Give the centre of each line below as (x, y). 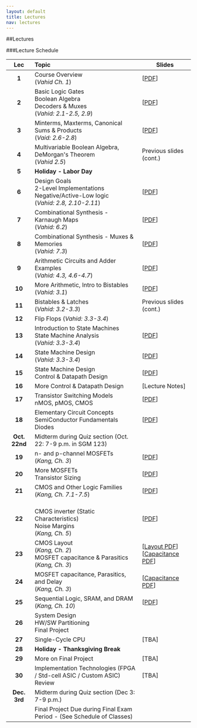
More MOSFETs (56, 471)
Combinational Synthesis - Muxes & (84, 237)
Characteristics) (57, 519)
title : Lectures (26, 17)
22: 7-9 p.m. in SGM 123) (71, 444)
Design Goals (53, 181)
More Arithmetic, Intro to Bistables (81, 285)
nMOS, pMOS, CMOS (64, 403)
